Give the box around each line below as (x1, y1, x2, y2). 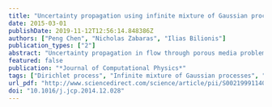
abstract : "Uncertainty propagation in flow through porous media (8, 49, 237, 57)
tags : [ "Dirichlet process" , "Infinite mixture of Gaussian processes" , (8, 72, 259, 80)
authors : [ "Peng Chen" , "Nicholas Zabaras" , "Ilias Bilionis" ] (8, 34, 227, 43)
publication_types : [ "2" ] (8, 42, 96, 50)
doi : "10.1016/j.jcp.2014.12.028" (8, 86, 125, 95)
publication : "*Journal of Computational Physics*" (8, 64, 186, 72)
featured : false (8, 57, 63, 65)
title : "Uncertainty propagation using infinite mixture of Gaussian (8, 11, 249, 20)
